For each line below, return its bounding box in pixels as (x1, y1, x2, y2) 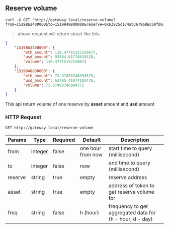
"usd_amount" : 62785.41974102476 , (23, 78, 96, 83)
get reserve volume (108, 188, 154, 195)
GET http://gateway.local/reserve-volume (5, 125, 94, 130)
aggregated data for (108, 209, 156, 216)
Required (52, 136, 75, 143)
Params (8, 136, 27, 143)
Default (82, 136, 101, 143)
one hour (79, 145, 102, 152)
